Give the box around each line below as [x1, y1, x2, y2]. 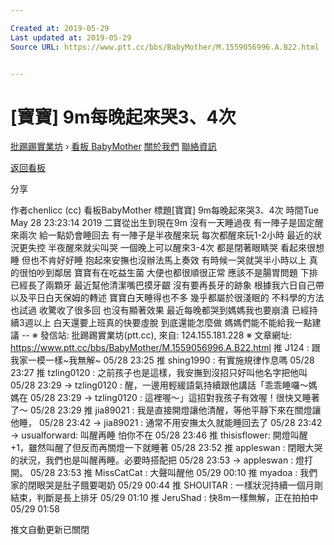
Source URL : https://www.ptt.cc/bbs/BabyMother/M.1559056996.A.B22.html [10, 42, 320, 52]
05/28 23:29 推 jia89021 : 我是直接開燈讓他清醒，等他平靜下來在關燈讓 [29, 404, 322, 416]
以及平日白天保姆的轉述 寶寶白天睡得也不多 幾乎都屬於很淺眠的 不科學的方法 [10, 292, 325, 304]
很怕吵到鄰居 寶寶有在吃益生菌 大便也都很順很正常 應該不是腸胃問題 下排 [18, 267, 318, 279]
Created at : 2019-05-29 [10, 23, 110, 33]
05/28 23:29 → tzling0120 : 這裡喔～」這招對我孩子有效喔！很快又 [29, 392, 303, 404]
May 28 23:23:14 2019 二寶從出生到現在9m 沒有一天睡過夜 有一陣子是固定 [10, 217, 315, 229]
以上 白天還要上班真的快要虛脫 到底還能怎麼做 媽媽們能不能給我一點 [33, 317, 313, 329]
